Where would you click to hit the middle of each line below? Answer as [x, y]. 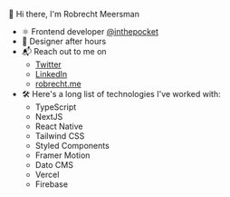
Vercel [47, 174]
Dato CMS [54, 165]
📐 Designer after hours [64, 41]
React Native [59, 126]
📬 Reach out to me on [64, 51]
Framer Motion [62, 155]
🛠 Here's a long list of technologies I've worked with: [121, 94]
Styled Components [72, 146]
